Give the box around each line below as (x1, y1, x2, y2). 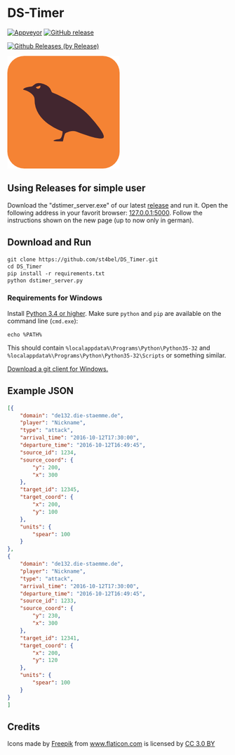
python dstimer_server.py (7, 277, 83, 284)
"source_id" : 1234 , (20, 449, 77, 456)
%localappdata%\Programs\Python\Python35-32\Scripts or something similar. (7, 350, 227, 360)
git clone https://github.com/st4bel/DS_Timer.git (7, 255, 159, 263)
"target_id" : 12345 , (20, 486, 80, 493)
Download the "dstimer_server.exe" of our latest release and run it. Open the (7, 201, 228, 209)
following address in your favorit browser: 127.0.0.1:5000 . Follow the (7, 208, 203, 217)
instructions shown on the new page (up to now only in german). (7, 216, 194, 224)
